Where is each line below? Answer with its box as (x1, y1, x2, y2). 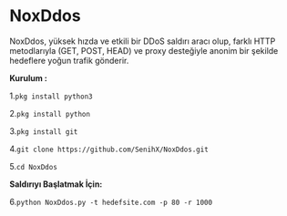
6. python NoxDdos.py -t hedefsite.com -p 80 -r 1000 (9, 196, 212, 207)
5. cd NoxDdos (9, 160, 57, 171)
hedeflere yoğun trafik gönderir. (9, 55, 129, 66)
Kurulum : (9, 72, 48, 83)
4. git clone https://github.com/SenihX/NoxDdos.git (9, 143, 210, 154)
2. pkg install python (9, 108, 91, 118)
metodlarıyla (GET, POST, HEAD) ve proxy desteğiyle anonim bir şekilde (9, 45, 279, 56)
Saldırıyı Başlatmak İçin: (9, 179, 103, 190)
